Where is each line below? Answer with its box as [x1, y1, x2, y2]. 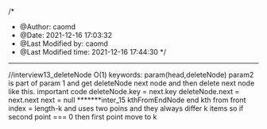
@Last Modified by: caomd [19, 39, 109, 48]
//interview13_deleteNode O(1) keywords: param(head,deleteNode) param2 [8, 70, 254, 79]
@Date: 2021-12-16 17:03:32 [19, 31, 113, 40]
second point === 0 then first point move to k [8, 112, 157, 121]
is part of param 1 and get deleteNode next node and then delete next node [8, 78, 255, 88]
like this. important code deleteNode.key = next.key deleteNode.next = [8, 87, 240, 96]
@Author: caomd [19, 22, 75, 31]
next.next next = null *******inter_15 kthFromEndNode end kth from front [8, 95, 246, 104]
